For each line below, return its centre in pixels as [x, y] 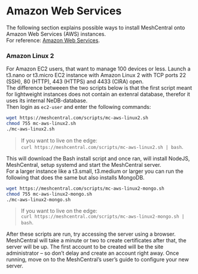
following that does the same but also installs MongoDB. [75, 177]
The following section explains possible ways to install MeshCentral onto [96, 28]
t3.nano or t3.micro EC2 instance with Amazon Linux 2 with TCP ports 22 [96, 75]
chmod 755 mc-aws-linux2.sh [41, 124]
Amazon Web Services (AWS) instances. [56, 34]
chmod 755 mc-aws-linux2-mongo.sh [49, 194]
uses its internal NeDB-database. [47, 101]
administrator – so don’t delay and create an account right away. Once [93, 253]
